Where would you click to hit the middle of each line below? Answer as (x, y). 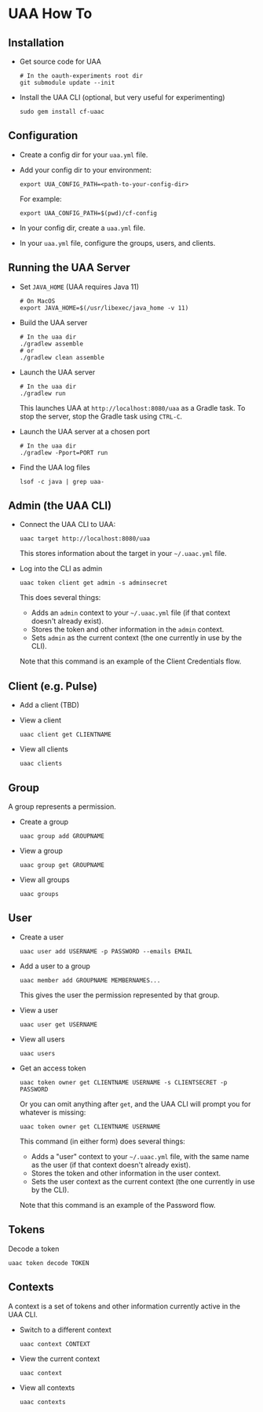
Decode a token (34, 1249)
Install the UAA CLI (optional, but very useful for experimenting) (122, 97)
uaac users (37, 1053)
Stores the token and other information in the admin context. (128, 630)
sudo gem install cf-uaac (62, 112)
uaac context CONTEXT (55, 1344)
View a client (40, 720)
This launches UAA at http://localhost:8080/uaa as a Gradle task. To (132, 408)
